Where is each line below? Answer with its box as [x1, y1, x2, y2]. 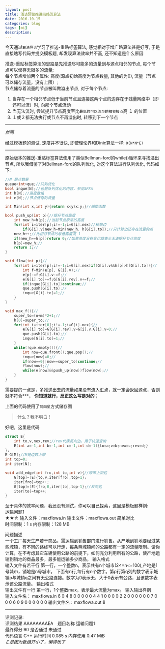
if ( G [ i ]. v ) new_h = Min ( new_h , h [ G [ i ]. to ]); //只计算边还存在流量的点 [23, 227, 153, 232]
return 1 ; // [14, 245, 38, 250]
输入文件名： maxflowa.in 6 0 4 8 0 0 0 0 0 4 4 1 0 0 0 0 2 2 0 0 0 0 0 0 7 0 [5, 593, 158, 599]
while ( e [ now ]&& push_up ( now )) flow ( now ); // [23, 368, 109, 373]
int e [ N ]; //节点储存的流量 [5, 195, 55, 200]
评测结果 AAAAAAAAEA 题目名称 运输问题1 [5, 620, 95, 626]
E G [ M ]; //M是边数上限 [5, 452, 46, 458]
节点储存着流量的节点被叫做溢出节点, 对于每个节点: [5, 86, 108, 91]
